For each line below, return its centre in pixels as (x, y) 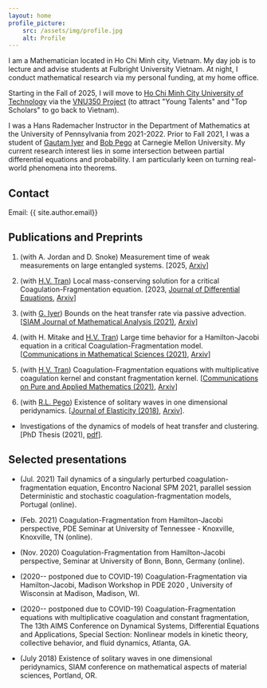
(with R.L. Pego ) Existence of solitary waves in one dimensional (124, 402)
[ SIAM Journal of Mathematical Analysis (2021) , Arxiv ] (109, 321)
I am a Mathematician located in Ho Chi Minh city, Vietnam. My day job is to (132, 61)
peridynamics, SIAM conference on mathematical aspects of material (133, 666)
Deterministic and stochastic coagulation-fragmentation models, (126, 495)
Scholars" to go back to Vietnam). (64, 110)
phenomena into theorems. (73, 168)
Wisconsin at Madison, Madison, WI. (79, 593)
